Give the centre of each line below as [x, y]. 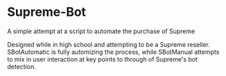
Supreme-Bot [47, 12]
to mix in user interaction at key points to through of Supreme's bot [103, 59]
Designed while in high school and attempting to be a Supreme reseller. [109, 44]
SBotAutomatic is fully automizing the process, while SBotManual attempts [113, 52]
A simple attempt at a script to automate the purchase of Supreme [101, 31]
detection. [22, 66]
